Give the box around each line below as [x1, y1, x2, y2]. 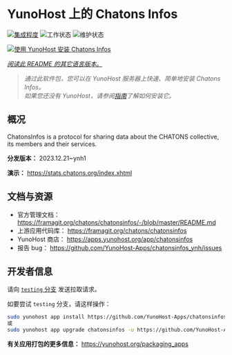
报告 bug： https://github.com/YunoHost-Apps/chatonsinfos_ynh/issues [17, 243, 222, 252]
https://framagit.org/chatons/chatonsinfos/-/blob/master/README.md [17, 218, 216, 226]
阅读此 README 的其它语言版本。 [7, 59, 103, 68]
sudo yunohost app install [7, 314, 85, 321]
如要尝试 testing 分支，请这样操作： [7, 300, 111, 308]
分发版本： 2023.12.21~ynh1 [7, 154, 86, 162]
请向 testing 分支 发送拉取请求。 [7, 285, 101, 294]
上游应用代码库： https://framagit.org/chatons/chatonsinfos [17, 226, 187, 234]
